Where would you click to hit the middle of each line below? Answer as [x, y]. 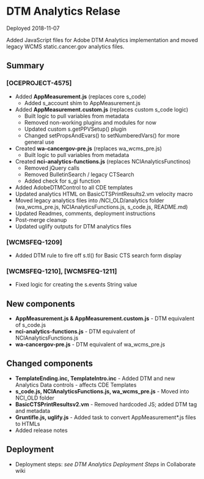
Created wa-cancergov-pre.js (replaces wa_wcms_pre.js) [89, 148]
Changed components [50, 364]
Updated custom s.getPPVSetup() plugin [75, 129]
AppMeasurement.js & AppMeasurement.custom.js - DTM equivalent [105, 318]
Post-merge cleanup [41, 220]
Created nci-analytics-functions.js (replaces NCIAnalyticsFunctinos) [103, 161]
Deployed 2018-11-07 [33, 28]
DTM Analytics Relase [64, 11]
